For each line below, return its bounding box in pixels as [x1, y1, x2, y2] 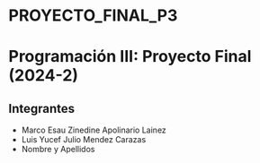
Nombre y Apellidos [21, 144, 95, 155]
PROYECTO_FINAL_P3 [8, 5, 178, 26]
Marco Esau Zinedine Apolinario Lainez [21, 124, 167, 135]
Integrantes [8, 100, 76, 116]
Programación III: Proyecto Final [8, 47, 252, 67]
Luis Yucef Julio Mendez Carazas [21, 134, 147, 145]
